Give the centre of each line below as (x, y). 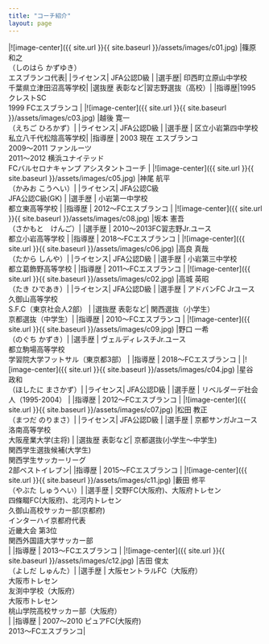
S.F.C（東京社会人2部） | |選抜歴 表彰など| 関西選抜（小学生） (112, 309)
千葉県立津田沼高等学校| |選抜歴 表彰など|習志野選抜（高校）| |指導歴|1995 (132, 87)
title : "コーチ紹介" (39, 16)
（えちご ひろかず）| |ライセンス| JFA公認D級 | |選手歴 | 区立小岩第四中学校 (133, 128)
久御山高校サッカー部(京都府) (57, 510)
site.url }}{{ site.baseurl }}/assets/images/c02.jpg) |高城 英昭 (109, 279)
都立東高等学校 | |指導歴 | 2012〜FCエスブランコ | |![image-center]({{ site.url (135, 208)
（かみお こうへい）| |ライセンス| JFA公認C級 (84, 188)
